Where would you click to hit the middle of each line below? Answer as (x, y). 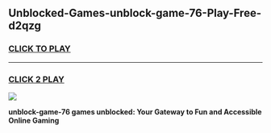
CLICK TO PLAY (40, 49)
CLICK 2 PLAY (36, 79)
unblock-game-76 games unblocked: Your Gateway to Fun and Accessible (135, 111)
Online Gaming (34, 120)
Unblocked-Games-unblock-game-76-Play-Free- (135, 13)
